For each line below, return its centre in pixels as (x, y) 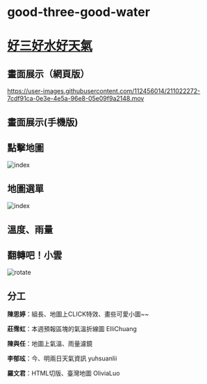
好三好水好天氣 (50, 46)
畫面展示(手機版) (43, 122)
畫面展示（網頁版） (48, 74)
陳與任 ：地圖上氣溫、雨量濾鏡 (50, 344)
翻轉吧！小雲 (35, 255)
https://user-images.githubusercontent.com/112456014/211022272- (104, 91)
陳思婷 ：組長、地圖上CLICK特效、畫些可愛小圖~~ (78, 314)
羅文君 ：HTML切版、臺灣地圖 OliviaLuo (64, 374)
